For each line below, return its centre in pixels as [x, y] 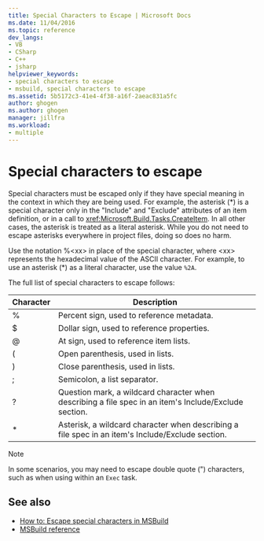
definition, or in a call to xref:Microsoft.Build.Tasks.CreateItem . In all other [127, 218]
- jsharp [22, 67]
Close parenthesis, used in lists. [116, 366]
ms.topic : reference [42, 30]
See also [29, 502]
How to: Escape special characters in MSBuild [94, 521]
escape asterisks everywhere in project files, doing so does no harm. [120, 235]
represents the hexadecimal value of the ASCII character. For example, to [126, 259]
